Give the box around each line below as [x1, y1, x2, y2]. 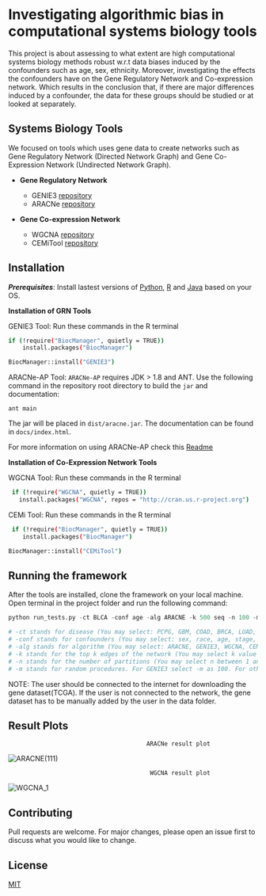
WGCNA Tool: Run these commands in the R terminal [8, 473, 181, 482]
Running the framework [8, 569, 128, 582]
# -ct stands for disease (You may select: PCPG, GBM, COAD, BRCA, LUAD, [8, 628, 257, 636]
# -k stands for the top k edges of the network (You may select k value [8, 650, 257, 658]
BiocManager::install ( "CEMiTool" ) [8, 547, 123, 555]
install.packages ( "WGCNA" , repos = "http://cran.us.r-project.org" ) [18, 496, 249, 504]
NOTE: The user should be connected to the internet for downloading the [8, 679, 247, 688]
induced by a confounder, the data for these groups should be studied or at [8, 90, 254, 100]
